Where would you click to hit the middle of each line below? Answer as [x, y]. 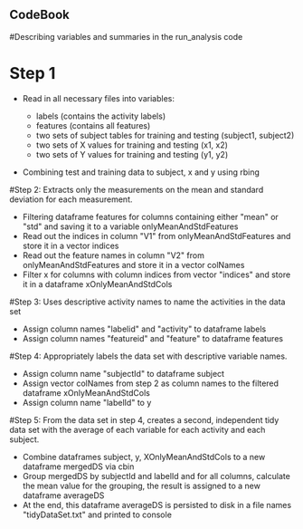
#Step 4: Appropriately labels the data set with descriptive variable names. [148, 356]
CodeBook [39, 15]
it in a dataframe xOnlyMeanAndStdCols [97, 284]
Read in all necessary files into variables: [98, 98]
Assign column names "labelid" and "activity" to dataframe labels [144, 329]
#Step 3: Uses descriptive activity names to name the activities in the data [147, 302]
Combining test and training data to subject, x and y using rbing [141, 172]
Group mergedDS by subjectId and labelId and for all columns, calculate [156, 476]
